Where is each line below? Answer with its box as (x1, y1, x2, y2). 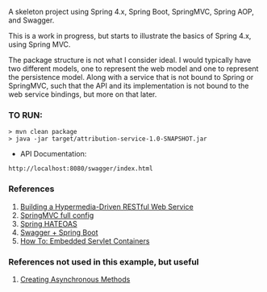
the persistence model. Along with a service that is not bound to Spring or (8, 73, 254, 81)
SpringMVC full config (19, 210, 94, 220)
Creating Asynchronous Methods (19, 274, 131, 284)
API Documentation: (19, 149, 87, 159)
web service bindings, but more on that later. (8, 90, 157, 99)
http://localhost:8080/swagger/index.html (8, 165, 153, 173)
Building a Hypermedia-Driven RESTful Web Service (19, 202, 194, 211)
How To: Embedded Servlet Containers (19, 236, 150, 245)
